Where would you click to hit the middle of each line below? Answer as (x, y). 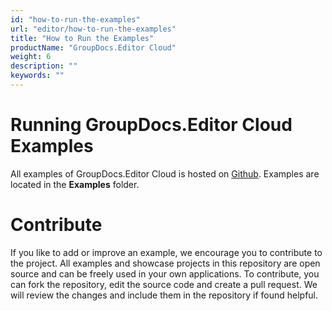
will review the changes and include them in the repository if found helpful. (164, 295)
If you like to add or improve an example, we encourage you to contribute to (166, 252)
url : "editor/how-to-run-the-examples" (93, 29)
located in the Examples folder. (75, 184)
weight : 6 (31, 57)
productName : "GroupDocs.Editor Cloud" (93, 47)
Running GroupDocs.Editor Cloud (151, 125)
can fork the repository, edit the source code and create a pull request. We (164, 284)
